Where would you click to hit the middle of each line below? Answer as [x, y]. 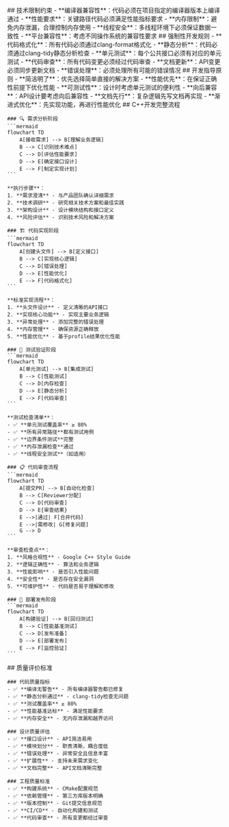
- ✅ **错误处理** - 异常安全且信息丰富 [58, 754]
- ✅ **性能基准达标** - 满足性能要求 [55, 711]
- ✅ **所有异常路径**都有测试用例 [51, 432]
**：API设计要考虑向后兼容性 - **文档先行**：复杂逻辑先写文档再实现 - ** [111, 96]
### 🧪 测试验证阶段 [32, 350]
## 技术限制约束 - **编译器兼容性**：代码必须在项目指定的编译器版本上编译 [114, 10]
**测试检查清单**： [31, 418]
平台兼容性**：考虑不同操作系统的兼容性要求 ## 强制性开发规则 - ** [126, 36]
